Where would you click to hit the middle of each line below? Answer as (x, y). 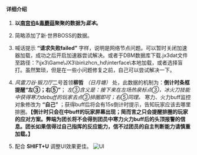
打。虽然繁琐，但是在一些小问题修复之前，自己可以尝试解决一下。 (95, 70)
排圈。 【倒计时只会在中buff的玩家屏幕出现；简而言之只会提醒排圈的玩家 (101, 112)
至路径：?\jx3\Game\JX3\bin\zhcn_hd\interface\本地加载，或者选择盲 (99, 63)
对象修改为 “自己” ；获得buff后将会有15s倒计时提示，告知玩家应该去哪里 (103, 105)
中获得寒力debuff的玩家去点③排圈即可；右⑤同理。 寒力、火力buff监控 (103, 97)
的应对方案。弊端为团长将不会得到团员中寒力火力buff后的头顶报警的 (97, 119)
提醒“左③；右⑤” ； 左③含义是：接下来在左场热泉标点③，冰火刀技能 (102, 90)
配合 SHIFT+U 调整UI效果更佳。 (53, 146)
